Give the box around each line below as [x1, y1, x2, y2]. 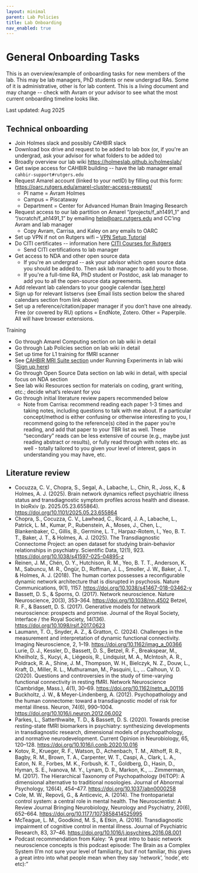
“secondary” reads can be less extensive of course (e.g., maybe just [23, 432, 190, 439]
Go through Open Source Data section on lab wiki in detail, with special [14, 370, 187, 376]
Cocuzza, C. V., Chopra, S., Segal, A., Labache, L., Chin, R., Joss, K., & [14, 484, 186, 491]
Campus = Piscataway [23, 196, 78, 203]
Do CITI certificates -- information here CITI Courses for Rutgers [14, 240, 171, 247]
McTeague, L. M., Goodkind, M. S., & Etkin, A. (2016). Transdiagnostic [14, 816, 184, 823]
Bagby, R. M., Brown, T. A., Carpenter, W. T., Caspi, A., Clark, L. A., [14, 754, 176, 761]
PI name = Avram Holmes [23, 190, 85, 197]
